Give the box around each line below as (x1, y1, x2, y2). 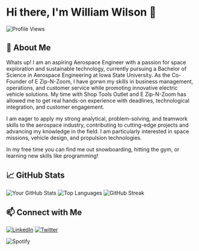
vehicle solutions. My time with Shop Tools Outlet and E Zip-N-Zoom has (6, 90, 186, 98)
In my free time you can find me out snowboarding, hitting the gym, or (6, 145, 180, 153)
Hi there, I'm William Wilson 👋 (6, 5, 156, 19)
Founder (6, 77, 27, 85)
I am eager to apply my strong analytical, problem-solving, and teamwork (6, 115, 188, 122)
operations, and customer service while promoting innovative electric (6, 84, 178, 91)
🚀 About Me (6, 43, 51, 53)
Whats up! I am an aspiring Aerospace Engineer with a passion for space (6, 58, 186, 65)
